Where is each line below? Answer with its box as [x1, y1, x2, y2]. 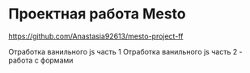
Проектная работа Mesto [8, 5, 186, 23]
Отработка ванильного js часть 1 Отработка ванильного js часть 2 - [8, 47, 243, 56]
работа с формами [8, 55, 74, 65]
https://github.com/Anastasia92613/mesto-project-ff [8, 31, 184, 41]
